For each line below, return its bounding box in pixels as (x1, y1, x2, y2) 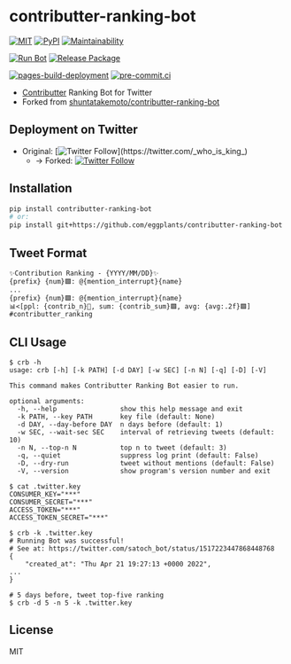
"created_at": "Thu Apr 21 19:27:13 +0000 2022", (25, 560, 212, 569)
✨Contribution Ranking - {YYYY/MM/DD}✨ (9, 269, 159, 277)
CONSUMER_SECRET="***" (9, 498, 93, 507)
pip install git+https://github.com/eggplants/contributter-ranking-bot (9, 221, 283, 230)
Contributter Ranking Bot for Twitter (21, 87, 153, 98)
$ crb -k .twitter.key (9, 529, 93, 538)
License (9, 622, 54, 637)
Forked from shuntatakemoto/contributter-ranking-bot (21, 96, 220, 107)
